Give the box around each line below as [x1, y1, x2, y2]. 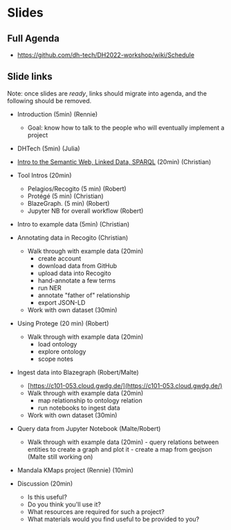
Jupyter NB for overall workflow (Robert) [27, 206, 144, 215]
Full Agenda [7, 33, 60, 44]
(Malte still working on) [27, 452, 93, 461]
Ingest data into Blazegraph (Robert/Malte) [17, 368, 140, 376]
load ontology [37, 339, 77, 348]
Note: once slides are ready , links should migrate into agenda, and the [7, 89, 207, 98]
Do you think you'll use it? [27, 500, 102, 509]
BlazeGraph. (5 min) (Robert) [27, 199, 110, 207]
